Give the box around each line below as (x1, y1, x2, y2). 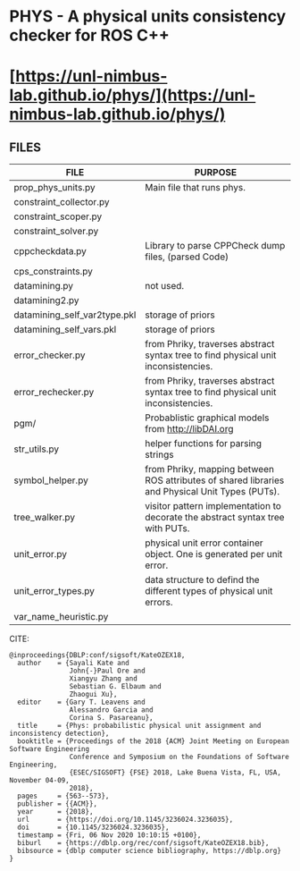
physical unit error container (144, 537, 263, 549)
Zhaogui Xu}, (69, 690, 118, 699)
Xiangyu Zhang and (69, 674, 138, 683)
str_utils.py (13, 443, 60, 455)
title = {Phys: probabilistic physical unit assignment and (17, 722, 262, 731)
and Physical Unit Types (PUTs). (144, 486, 280, 498)
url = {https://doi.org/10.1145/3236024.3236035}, (17, 816, 234, 824)
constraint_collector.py (13, 196, 110, 208)
